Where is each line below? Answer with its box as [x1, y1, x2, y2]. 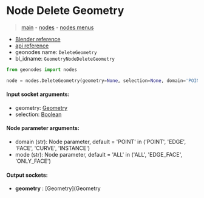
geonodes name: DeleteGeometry [15, 48, 97, 55]
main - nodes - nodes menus [21, 24, 94, 31]
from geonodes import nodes [6, 66, 78, 73]
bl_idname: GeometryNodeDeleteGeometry [15, 55, 115, 62]
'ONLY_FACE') [15, 157, 52, 165]
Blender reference [15, 35, 61, 43]
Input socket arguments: [6, 90, 70, 98]
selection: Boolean [15, 111, 62, 118]
